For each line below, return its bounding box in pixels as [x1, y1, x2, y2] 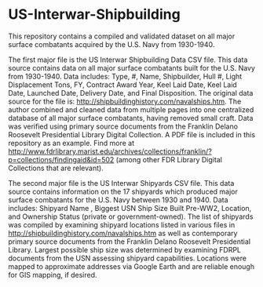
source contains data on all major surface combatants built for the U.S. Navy [8, 63, 255, 72]
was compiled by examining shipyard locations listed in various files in [8, 220, 236, 229]
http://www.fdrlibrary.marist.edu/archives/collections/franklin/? [8, 147, 212, 156]
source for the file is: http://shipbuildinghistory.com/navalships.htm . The [8, 96, 242, 106]
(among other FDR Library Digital [115, 154, 222, 164]
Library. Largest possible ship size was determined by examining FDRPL [8, 245, 242, 254]
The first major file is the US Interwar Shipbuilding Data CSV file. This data [8, 55, 248, 64]
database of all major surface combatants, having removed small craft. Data [8, 113, 254, 122]
